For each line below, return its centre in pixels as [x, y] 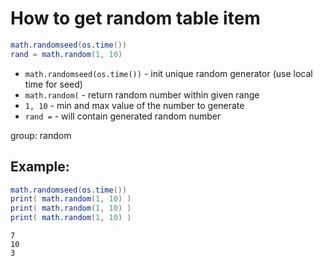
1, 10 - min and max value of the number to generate [134, 105]
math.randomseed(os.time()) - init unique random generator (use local [168, 73]
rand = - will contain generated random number [123, 116]
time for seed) [53, 84]
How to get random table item [135, 18]
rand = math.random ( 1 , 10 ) [66, 54]
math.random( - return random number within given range [142, 94]
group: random [41, 135]
